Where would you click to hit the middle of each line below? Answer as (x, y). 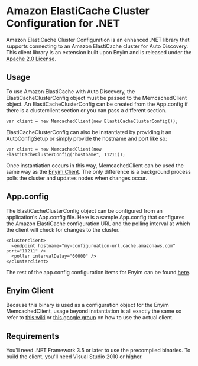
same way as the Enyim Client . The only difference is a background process (98, 171)
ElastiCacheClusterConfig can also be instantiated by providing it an (89, 132)
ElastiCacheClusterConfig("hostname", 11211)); (66, 154)
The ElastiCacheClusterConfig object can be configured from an (84, 210)
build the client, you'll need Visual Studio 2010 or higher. (74, 357)
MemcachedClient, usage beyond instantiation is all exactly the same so (94, 311)
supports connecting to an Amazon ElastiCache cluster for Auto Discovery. (97, 46)
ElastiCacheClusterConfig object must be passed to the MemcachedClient (97, 98)
